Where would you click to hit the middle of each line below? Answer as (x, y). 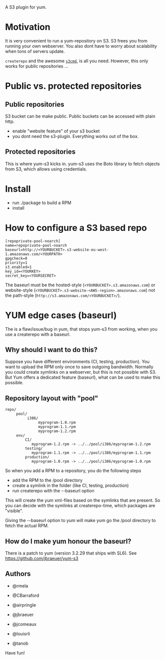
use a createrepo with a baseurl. (38, 334)
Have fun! (15, 653)
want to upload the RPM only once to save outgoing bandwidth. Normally (79, 367)
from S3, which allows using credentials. (46, 169)
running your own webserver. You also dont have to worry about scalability (81, 46)
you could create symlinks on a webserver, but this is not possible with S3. (81, 372)
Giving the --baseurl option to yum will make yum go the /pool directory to (81, 521)
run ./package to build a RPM (42, 203)
